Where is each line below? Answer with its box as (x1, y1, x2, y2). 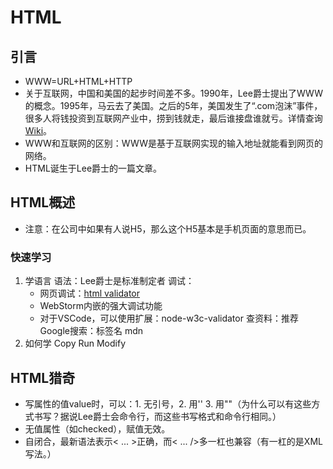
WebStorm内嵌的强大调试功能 (39, 300, 163, 312)
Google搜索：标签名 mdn (39, 325, 144, 337)
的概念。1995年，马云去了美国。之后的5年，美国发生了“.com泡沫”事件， (24, 100, 323, 111)
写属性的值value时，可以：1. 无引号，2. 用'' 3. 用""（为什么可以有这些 (24, 397, 312, 410)
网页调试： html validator (39, 287, 141, 300)
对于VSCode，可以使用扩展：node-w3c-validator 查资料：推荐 (39, 312, 299, 325)
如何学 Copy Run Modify (24, 337, 127, 350)
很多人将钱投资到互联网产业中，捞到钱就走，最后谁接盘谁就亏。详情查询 (24, 112, 323, 124)
